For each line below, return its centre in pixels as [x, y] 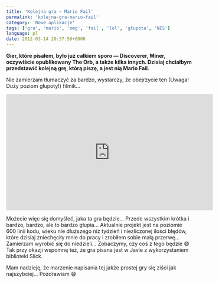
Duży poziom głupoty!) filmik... [43, 86]
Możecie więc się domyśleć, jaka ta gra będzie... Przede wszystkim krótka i [98, 218]
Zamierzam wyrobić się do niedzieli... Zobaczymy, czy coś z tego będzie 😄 [98, 243]
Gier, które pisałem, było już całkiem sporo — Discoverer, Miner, [86, 56]
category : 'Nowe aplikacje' [41, 22]
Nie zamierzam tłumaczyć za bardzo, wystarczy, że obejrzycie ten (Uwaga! [97, 80]
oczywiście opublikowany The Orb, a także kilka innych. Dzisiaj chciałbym [99, 62]
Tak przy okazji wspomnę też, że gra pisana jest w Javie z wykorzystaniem [97, 250]
